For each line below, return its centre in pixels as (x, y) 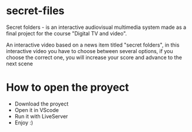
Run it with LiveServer (41, 116)
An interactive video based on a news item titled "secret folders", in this (93, 45)
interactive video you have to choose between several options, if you (90, 51)
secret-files (35, 11)
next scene (20, 64)
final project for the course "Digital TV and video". (67, 33)
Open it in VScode (37, 110)
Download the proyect (42, 104)
